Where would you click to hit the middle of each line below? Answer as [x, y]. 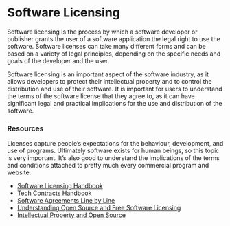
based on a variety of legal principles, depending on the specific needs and [114, 54]
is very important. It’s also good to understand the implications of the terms [113, 158]
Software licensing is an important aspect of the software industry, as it [108, 74]
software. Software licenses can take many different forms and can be [106, 46]
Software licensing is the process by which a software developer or [102, 32]
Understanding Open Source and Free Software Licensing [99, 208]
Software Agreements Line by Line [66, 201]
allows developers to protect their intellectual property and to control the [110, 81]
